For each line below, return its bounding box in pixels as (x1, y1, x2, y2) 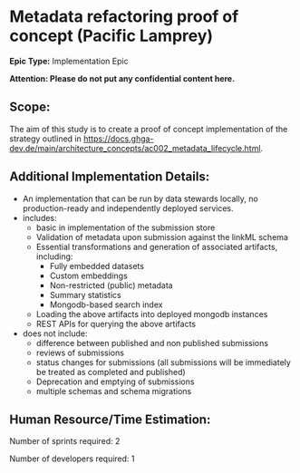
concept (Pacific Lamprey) (9, 25, 214, 46)
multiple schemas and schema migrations (35, 385, 192, 396)
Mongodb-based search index (49, 299, 163, 310)
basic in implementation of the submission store (35, 222, 216, 233)
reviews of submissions (35, 347, 125, 358)
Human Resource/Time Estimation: (9, 411, 211, 427)
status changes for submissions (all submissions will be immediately (35, 356, 292, 368)
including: (35, 251, 73, 262)
